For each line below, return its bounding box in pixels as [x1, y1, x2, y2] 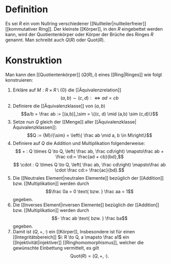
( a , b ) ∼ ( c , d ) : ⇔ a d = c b [60, 94, 119, 101]
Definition [5, 4, 48, 15]
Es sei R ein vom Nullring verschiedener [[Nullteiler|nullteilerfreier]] [5, 20, 146, 27]
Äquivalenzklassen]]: [12, 124, 57, 130]
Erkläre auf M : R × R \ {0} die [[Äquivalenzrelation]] [12, 87, 121, 93]
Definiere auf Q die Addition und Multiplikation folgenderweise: [12, 140, 145, 146]
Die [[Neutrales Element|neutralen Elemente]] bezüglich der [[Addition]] [12, 175, 164, 181]
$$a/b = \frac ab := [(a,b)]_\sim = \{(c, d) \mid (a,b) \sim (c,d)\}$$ [21, 111, 158, 117]
